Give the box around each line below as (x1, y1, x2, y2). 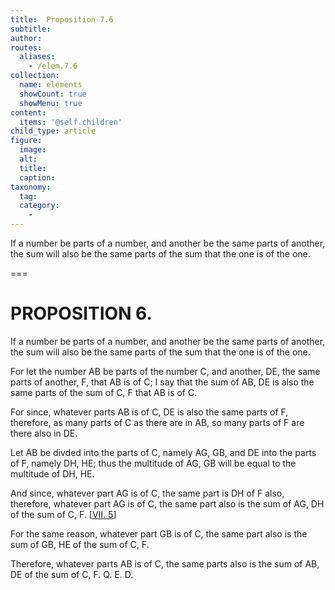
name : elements (19, 80, 83, 90)
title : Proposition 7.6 (10, 14, 114, 25)
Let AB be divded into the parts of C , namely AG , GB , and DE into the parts (10, 446, 317, 458)
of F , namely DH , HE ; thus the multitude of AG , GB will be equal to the (10, 457, 297, 469)
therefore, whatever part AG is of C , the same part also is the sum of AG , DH (10, 497, 325, 510)
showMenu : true (19, 98, 83, 108)
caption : (19, 172, 56, 183)
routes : (10, 42, 43, 53)
